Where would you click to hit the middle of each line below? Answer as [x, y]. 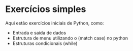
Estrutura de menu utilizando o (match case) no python [70, 38]
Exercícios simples [46, 9]
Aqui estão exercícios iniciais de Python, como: [55, 23]
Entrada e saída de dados [39, 32]
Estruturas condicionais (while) [45, 43]
